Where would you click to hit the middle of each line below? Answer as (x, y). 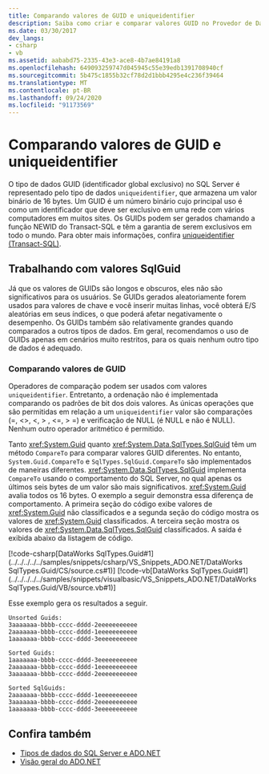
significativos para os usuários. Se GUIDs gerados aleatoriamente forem (127, 297)
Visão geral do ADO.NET (60, 761)
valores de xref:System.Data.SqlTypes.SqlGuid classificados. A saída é (125, 529)
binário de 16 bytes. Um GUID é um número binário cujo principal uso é (125, 201)
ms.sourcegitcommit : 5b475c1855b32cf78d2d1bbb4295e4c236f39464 (116, 75)
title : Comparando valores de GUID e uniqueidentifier (102, 16)
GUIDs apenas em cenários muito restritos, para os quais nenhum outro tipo (133, 339)
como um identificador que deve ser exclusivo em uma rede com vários (126, 210)
